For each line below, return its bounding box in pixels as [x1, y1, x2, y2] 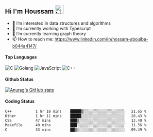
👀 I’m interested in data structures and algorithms [12, 20, 111, 26]
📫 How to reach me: [12, 36, 54, 42]
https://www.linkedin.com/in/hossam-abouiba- [54, 36, 149, 42]
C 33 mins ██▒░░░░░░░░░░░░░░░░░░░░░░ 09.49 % [5, 127, 147, 132]
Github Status [5, 76, 34, 82]
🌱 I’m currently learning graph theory [12, 30, 86, 37]
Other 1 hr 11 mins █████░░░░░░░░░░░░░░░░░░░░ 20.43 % [5, 114, 147, 118]
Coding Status [5, 98, 35, 104]
